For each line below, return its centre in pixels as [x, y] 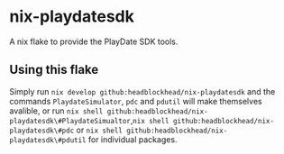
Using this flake [54, 70]
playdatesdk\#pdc [42, 131]
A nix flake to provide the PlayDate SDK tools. [94, 41]
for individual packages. [133, 139]
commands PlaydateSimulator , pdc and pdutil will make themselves [136, 101]
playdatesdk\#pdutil [48, 140]
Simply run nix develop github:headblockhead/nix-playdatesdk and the [142, 91]
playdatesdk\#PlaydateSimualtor [70, 121]
